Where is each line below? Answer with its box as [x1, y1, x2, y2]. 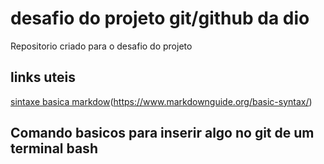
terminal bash [10, 140, 98, 157]
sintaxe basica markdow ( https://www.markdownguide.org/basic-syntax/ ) [10, 95, 313, 107]
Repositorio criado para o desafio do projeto [10, 40, 193, 52]
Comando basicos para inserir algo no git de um [10, 125, 315, 142]
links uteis [10, 69, 76, 86]
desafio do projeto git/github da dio [10, 7, 310, 30]
